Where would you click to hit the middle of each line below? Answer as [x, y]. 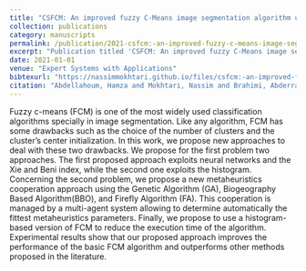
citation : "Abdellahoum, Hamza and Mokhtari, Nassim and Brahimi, [138, 85]
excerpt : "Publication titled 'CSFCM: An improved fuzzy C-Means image [148, 52]
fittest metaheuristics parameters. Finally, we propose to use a [127, 217]
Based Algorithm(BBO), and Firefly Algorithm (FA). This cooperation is [140, 198]
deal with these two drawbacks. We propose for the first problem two [140, 150]
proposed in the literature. [58, 256]
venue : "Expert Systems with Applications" [93, 69]
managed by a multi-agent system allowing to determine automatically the [148, 208]
